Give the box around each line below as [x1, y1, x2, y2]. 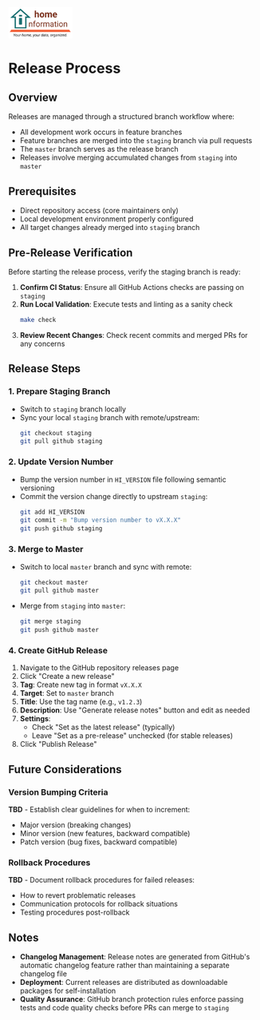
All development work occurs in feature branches [19, 127, 183, 137]
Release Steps [8, 362, 81, 375]
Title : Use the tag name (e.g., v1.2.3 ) [19, 697, 143, 707]
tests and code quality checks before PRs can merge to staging [19, 1003, 230, 1013]
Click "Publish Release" [19, 740, 97, 749]
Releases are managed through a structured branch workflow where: [8, 112, 235, 121]
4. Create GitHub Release [8, 645, 108, 656]
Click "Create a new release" [19, 672, 115, 681]
